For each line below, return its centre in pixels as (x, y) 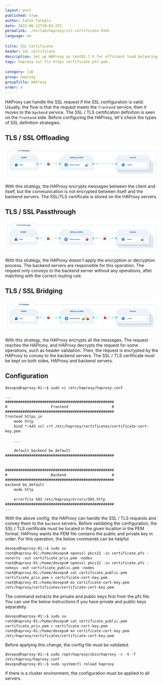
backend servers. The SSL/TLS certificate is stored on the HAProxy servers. (81, 196)
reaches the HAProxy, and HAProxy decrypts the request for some (72, 345)
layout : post (18, 10)
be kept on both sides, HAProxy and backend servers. (59, 361)
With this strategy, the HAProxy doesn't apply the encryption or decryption (80, 260)
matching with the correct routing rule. (44, 276)
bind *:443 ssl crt (34, 426)
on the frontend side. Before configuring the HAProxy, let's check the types (81, 117)
